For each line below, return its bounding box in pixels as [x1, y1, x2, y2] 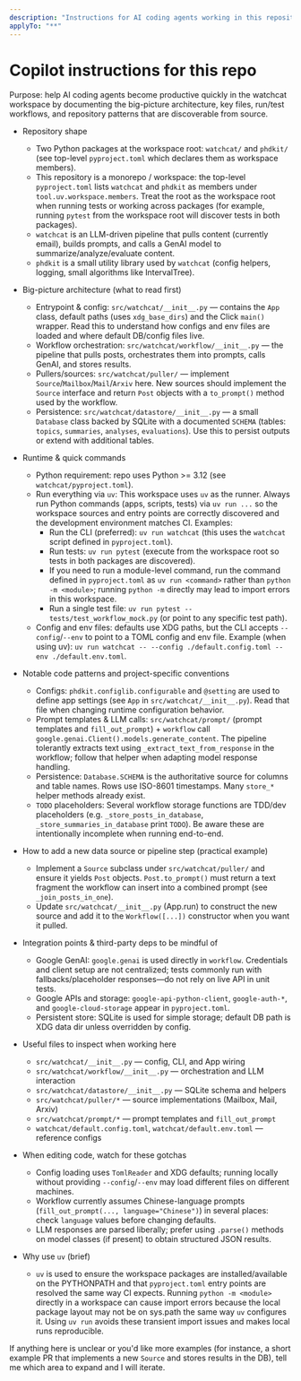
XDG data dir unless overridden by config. [35, 1022, 192, 1032]
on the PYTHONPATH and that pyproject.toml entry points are [35, 1278, 267, 1289]
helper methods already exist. [35, 790, 146, 801]
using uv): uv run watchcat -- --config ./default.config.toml [35, 642, 271, 652]
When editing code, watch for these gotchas [21, 1150, 187, 1161]
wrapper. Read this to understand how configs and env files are [35, 321, 271, 332]
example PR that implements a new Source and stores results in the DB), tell [9, 1352, 288, 1363]
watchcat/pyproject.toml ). [35, 479, 134, 490]
